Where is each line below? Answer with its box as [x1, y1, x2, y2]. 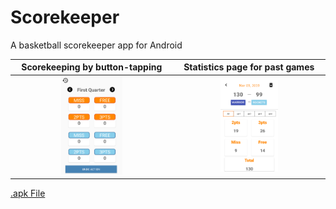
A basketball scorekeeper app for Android [10, 39, 183, 51]
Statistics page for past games [183, 61, 315, 73]
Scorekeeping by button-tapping [21, 61, 163, 73]
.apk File [10, 187, 46, 200]
